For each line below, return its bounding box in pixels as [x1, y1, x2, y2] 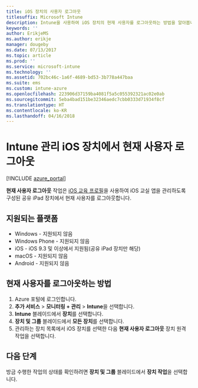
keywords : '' [6, 25, 38, 31]
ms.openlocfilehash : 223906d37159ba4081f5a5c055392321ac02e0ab [6, 91, 165, 97]
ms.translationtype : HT [6, 102, 65, 108]
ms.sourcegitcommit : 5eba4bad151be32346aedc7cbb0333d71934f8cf [6, 96, 165, 102]
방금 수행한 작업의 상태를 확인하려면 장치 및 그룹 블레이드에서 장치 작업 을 [6, 368, 172, 375]
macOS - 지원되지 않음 [14, 252, 68, 259]
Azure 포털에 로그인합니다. [14, 295, 77, 302]
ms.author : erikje [6, 36, 51, 42]
